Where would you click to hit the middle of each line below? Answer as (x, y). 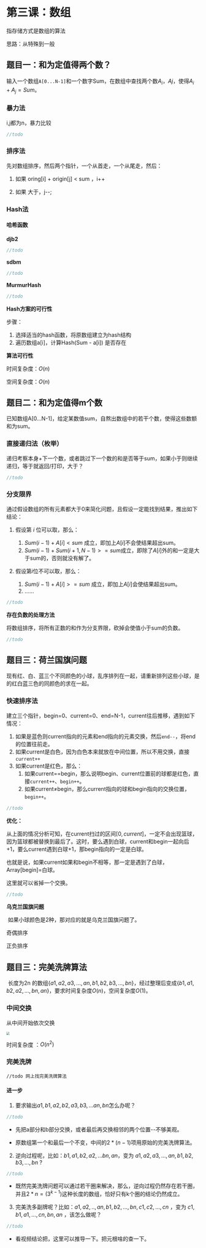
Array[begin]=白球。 (32, 869)
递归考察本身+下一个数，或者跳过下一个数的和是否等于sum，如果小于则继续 (102, 458)
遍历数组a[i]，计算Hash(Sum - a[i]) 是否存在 (71, 342)
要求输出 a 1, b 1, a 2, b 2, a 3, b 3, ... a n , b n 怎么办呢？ (75, 1105)
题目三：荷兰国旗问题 (47, 660)
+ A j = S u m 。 (23, 91)
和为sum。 (20, 426)
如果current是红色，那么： (49, 766)
